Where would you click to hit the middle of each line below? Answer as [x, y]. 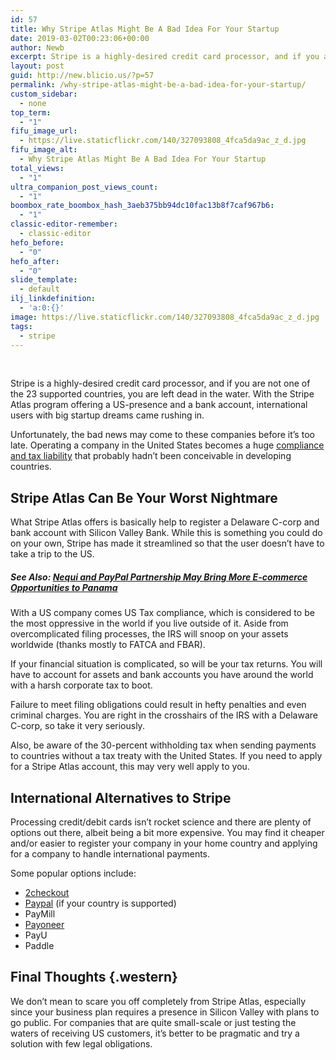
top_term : [31, 112]
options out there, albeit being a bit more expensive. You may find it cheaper [167, 832]
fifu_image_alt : [44, 150]
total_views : [37, 168]
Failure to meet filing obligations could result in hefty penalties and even [158, 705]
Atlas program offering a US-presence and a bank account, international [159, 405]
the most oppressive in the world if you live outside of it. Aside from [149, 623]
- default [39, 289]
